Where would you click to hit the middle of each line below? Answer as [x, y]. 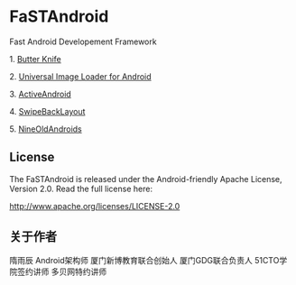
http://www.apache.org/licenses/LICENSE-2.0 [95, 206]
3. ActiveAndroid [41, 94]
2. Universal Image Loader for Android [80, 76]
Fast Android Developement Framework [83, 41]
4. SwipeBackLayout [47, 111]
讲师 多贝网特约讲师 [69, 271]
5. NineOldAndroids [46, 129]
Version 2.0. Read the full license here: [81, 188]
